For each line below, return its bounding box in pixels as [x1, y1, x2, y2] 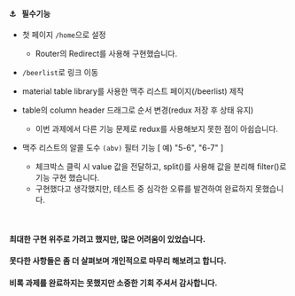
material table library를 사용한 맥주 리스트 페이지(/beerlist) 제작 [21, 86, 245, 97]
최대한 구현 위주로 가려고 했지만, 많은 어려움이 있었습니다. [9, 233, 206, 244]
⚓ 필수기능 [9, 8, 51, 19]
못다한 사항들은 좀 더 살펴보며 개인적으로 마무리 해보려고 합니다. [9, 255, 227, 266]
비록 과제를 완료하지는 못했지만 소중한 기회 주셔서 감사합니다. [9, 277, 218, 288]
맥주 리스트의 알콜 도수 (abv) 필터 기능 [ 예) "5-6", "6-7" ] [21, 143, 224, 153]
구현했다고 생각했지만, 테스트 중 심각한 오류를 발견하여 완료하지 [35, 183, 253, 194]
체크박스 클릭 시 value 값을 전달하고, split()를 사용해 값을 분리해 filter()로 [35, 161, 287, 172]
